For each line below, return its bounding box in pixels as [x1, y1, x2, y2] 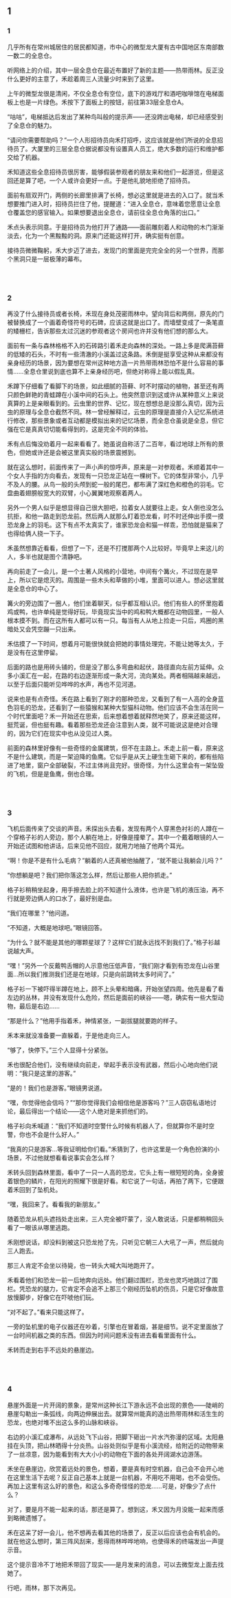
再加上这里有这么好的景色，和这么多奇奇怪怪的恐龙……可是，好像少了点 [7, 1481, 211, 1490]
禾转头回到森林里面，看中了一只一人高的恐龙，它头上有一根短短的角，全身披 [7, 1169, 224, 1177]
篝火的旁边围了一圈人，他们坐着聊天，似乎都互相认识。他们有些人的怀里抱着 [7, 599, 224, 607]
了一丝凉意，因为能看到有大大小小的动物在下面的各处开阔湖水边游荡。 [7, 1450, 206, 1458]
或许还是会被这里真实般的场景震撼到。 [30, 448, 140, 456]
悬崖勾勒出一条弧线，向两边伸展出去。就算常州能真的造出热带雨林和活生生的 [7, 1409, 224, 1417]
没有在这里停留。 [12, 648, 62, 656]
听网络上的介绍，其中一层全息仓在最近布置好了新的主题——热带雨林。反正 [7, 65, 218, 74]
